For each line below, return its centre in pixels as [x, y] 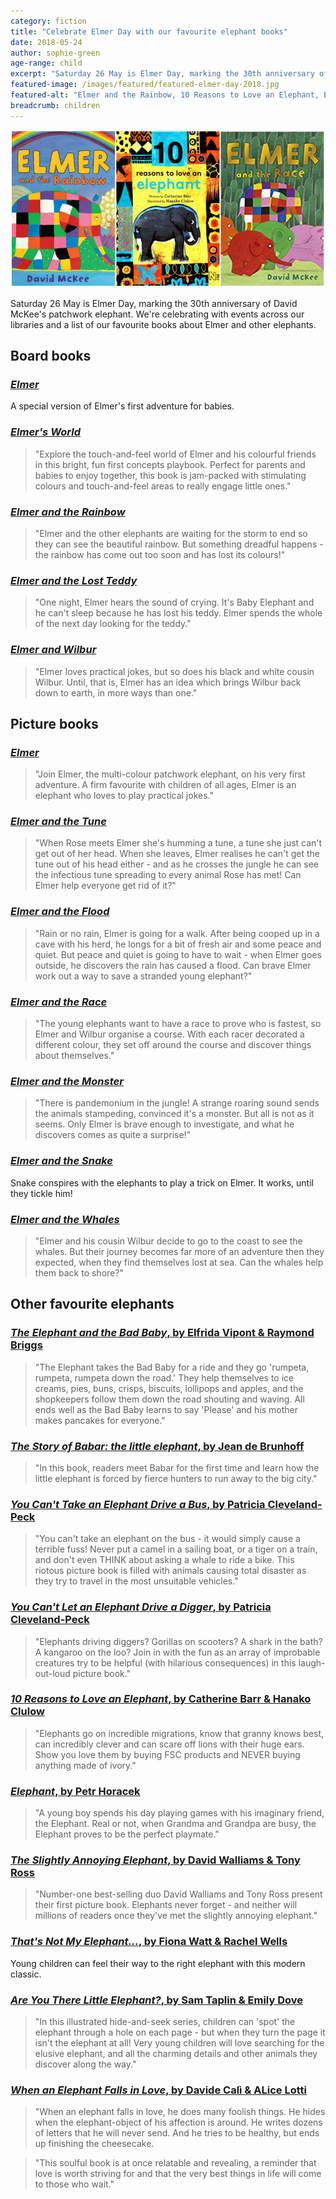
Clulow [27, 1712]
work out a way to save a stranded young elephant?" [143, 976]
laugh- [312, 1662]
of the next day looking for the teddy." [113, 624]
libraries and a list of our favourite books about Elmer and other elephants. [163, 324]
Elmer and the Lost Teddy [74, 580]
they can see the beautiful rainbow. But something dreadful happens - [179, 544]
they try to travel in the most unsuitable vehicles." [136, 1581]
